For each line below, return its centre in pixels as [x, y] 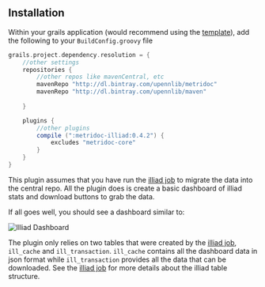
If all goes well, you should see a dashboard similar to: [97, 212]
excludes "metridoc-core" [93, 143]
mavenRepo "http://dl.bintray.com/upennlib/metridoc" [127, 85]
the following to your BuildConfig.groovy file [80, 40]
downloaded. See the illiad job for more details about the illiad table [118, 267]
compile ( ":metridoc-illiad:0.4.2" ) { [100, 135]
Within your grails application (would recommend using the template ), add [129, 32]
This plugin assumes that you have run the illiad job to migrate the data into [131, 179]
